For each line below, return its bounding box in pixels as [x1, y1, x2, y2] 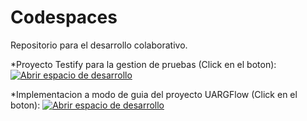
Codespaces [10, 6, 118, 29]
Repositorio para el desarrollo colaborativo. [10, 39, 188, 51]
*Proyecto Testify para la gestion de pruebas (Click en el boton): [10, 58, 277, 70]
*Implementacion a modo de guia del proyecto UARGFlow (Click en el [10, 88, 298, 100]
